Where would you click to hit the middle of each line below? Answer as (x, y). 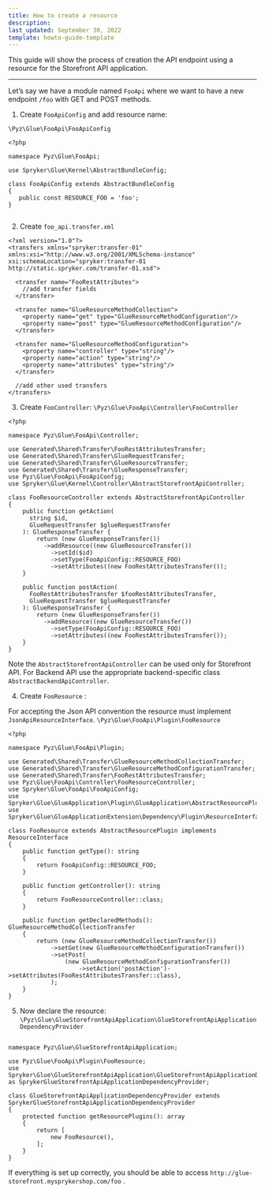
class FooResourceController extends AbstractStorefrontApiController (127, 498)
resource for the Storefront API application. (78, 69)
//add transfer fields (60, 289)
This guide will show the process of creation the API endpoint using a (121, 60)
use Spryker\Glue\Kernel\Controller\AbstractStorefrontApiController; (127, 484)
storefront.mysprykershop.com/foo (65, 1182)
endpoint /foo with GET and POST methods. (80, 99)
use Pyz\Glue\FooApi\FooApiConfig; (67, 477)
